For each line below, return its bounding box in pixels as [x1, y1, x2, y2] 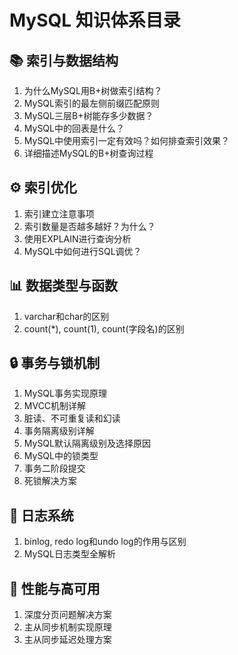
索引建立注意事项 [23, 207, 95, 220]
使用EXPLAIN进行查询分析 [23, 232, 132, 245]
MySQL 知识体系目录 [9, 9, 181, 32]
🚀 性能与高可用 [9, 580, 101, 597]
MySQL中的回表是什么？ [23, 122, 125, 134]
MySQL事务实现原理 [23, 387, 107, 400]
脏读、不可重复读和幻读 [23, 412, 121, 425]
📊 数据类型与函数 [9, 277, 119, 295]
